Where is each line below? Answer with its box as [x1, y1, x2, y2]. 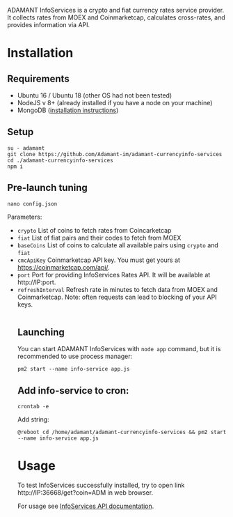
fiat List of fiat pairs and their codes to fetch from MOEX [17, 233, 182, 242]
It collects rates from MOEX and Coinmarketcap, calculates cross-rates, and [7, 13, 226, 22]
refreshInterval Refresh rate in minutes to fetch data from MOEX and [17, 285, 218, 293]
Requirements [7, 72, 70, 84]
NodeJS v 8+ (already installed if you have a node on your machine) [17, 99, 213, 107]
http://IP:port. [17, 278, 56, 286]
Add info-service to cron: [17, 385, 129, 396]
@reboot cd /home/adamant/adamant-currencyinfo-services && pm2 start [17, 429, 227, 436]
